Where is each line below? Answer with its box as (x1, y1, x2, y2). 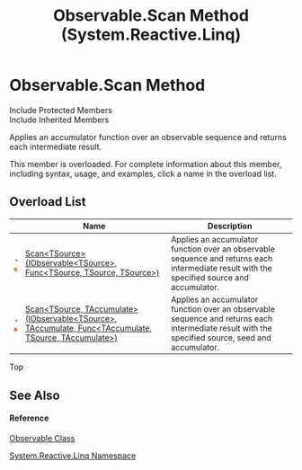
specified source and (170, 271, 249, 283)
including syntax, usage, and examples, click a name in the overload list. (9, 168, 277, 179)
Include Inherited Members (9, 114, 110, 125)
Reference (9, 412, 49, 423)
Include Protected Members (9, 104, 112, 115)
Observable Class (9, 432, 75, 443)
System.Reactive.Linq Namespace (9, 450, 137, 461)
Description (207, 221, 253, 232)
